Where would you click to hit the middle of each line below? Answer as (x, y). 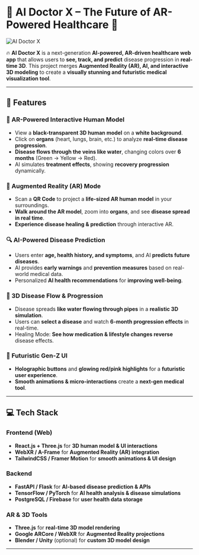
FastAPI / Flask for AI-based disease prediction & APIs (83, 487)
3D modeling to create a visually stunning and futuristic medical (86, 72)
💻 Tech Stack (32, 413)
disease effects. (34, 340)
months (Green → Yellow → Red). (56, 158)
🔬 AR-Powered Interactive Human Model (65, 120)
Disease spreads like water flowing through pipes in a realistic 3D (97, 309)
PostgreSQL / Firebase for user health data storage (79, 499)
